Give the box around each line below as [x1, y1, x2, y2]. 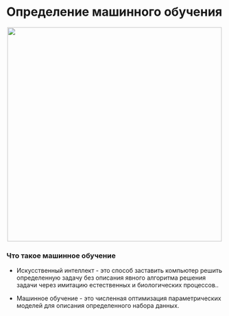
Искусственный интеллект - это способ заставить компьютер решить [16, 267, 223, 275]
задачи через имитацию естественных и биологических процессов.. [16, 281, 219, 289]
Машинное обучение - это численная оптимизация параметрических [16, 294, 221, 302]
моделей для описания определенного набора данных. [16, 302, 180, 310]
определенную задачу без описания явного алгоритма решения [16, 274, 206, 282]
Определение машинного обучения [6, 4, 223, 20]
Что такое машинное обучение [6, 251, 116, 260]
